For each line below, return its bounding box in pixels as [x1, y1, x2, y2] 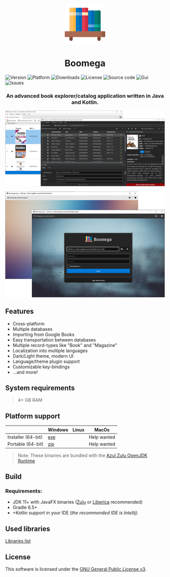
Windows [48, 427, 68, 433]
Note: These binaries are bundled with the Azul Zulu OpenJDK [17, 452, 148, 458]
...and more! [12, 369, 38, 375]
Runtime [17, 457, 35, 464]
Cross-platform [12, 321, 45, 327]
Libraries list [5, 538, 31, 544]
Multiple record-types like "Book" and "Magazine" [12, 342, 117, 348]
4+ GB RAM [17, 397, 42, 403]
